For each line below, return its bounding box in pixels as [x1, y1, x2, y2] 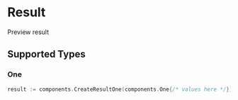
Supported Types [7, 48, 86, 60]
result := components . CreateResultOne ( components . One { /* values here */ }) [7, 86, 233, 93]
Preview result [7, 28, 50, 36]
